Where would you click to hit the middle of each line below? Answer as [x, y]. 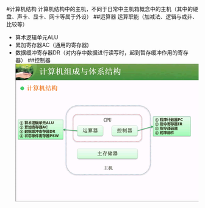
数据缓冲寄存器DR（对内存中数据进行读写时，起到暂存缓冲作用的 [96, 53]
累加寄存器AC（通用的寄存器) [52, 45]
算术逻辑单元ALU [37, 37]
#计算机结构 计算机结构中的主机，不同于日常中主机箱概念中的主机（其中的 [100, 9]
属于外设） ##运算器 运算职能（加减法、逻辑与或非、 [131, 17]
